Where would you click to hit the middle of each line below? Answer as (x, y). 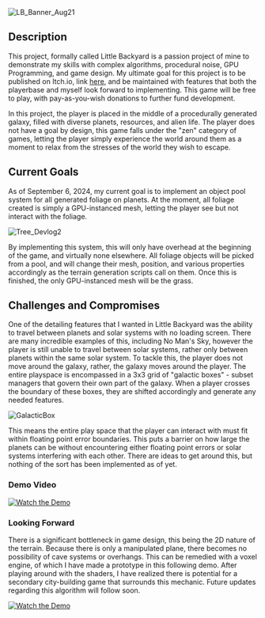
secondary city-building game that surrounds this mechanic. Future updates (132, 582)
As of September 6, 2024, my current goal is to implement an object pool (127, 191)
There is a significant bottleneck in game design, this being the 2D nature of (132, 540)
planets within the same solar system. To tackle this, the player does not (126, 358)
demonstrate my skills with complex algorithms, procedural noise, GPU (123, 64)
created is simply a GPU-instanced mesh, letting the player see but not (123, 208)
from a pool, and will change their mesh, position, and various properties (127, 264)
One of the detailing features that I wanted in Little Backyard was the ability (131, 324)
